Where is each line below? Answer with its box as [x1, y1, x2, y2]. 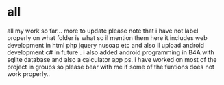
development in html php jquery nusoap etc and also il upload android [7, 41, 204, 49]
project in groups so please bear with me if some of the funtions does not [7, 63, 214, 71]
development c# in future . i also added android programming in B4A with [7, 48, 214, 56]
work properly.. [7, 69, 50, 78]
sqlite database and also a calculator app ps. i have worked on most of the [7, 55, 217, 63]
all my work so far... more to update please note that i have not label [7, 27, 199, 35]
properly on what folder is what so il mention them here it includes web [7, 33, 208, 41]
